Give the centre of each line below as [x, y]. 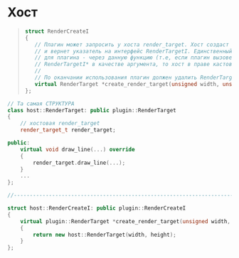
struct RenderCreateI [57, 31]
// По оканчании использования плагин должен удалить [116, 78]
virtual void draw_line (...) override [78, 149]
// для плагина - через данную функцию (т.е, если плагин [122, 58]
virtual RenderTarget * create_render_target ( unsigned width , [127, 84]
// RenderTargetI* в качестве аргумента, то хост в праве [122, 65]
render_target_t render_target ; [68, 130]
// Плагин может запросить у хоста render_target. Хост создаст [132, 44]
